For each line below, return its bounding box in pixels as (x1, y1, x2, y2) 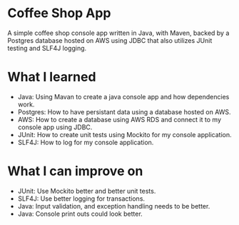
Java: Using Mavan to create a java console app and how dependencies (17, 92, 230, 101)
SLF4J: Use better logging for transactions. (17, 194, 145, 203)
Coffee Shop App (7, 5, 111, 21)
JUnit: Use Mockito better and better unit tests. (17, 186, 156, 195)
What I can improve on (7, 163, 143, 179)
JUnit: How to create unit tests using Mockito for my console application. (17, 130, 232, 139)
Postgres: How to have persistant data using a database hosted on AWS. (17, 107, 231, 116)
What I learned (7, 69, 96, 85)
